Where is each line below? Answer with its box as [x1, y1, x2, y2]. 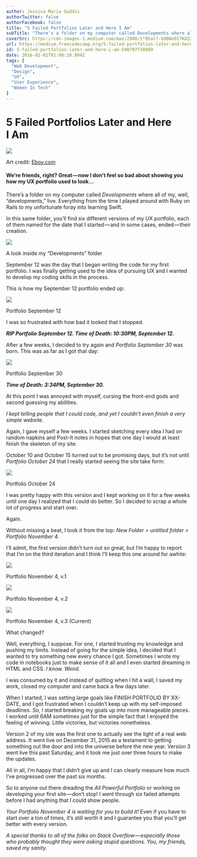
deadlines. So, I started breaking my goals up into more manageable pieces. [6, 706, 190, 713]
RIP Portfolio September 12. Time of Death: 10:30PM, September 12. [6, 329, 175, 337]
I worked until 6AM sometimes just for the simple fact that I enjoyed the [6, 713, 179, 720]
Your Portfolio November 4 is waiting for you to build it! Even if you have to [6, 808, 186, 815]
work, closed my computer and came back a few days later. [6, 682, 151, 689]
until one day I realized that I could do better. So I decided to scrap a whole [6, 498, 187, 505]
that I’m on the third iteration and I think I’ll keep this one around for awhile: [6, 550, 187, 557]
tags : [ [6, 57, 25, 63]
